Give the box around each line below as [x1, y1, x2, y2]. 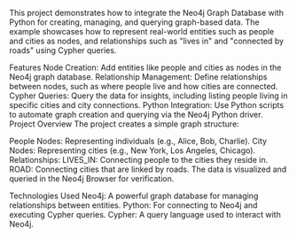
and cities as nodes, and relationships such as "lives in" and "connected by [9, 35, 285, 46]
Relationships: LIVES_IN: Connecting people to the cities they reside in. [9, 155, 269, 165]
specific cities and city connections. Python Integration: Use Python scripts [9, 100, 285, 110]
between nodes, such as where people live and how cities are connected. [9, 81, 278, 91]
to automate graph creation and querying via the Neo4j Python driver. [9, 110, 263, 119]
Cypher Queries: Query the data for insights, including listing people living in [9, 90, 288, 101]
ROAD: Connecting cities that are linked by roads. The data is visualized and [9, 164, 287, 174]
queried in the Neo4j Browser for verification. [9, 173, 175, 184]
